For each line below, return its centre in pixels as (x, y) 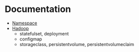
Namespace (24, 23)
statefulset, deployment (44, 33)
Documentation (38, 9)
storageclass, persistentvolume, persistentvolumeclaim (77, 44)
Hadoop (20, 28)
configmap (31, 39)
